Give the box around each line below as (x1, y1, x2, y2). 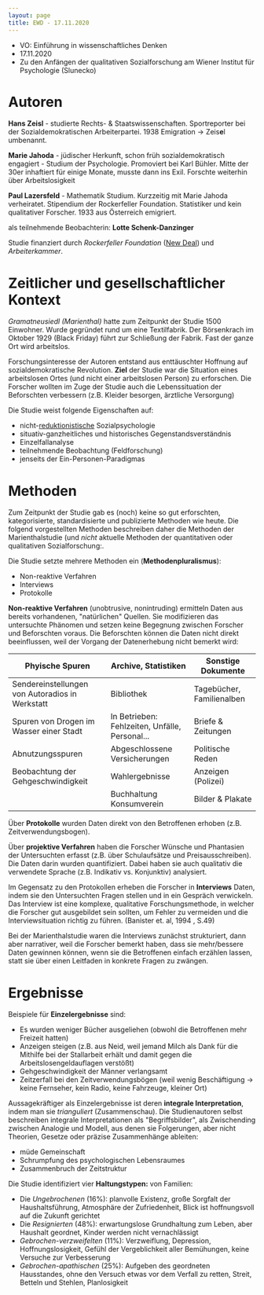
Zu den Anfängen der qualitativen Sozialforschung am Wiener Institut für (19, 57, 255, 67)
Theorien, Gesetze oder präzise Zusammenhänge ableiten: (8, 1132, 199, 1142)
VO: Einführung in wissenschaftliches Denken (19, 40, 167, 50)
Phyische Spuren (24, 661, 90, 672)
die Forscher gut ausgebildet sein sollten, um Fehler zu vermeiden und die (8, 908, 249, 917)
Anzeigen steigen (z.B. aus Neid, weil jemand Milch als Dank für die (19, 1042, 238, 1051)
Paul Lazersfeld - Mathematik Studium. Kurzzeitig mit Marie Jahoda (8, 191, 228, 200)
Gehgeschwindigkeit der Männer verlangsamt (19, 1066, 168, 1077)
